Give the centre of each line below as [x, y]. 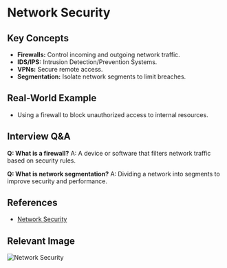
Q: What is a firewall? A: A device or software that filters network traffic [109, 153]
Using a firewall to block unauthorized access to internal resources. [112, 114]
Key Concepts [38, 38]
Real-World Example [52, 98]
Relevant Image [41, 241]
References [32, 203]
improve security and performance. [57, 181]
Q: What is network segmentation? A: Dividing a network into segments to [113, 174]
